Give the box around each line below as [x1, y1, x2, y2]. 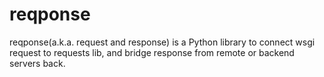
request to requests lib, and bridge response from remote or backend [9, 46, 295, 58]
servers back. [9, 57, 66, 69]
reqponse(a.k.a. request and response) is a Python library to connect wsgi [9, 36, 316, 48]
